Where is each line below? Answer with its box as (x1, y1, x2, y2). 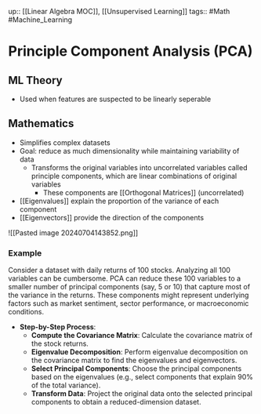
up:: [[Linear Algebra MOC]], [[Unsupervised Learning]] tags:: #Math (8, 7, 230, 16)
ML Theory (8, 74, 63, 87)
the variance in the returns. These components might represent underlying (8, 290, 249, 300)
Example (8, 247, 42, 258)
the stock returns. (31, 339, 89, 348)
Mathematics (8, 117, 74, 130)
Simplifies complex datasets (19, 137, 111, 147)
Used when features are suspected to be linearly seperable (19, 94, 212, 103)
